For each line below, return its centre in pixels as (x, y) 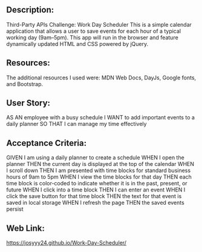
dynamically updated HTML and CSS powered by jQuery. (77, 44)
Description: (30, 10)
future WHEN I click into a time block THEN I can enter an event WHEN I (96, 190)
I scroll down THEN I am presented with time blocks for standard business (99, 171)
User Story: (28, 103)
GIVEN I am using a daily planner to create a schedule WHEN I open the (95, 157)
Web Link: (26, 228)
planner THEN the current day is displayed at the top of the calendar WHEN (100, 164)
